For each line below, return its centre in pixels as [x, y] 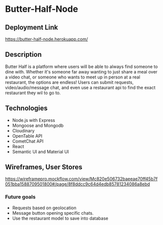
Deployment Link [31, 27]
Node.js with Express [34, 120]
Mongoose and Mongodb [38, 125]
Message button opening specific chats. [53, 213]
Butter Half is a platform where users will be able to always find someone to [81, 66]
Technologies [27, 108]
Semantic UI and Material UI [41, 151]
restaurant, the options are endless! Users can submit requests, [69, 82]
